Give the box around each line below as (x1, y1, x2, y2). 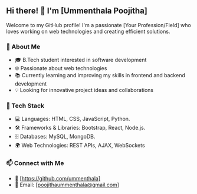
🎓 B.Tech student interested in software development (14, 57, 147, 64)
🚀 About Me (6, 42, 41, 51)
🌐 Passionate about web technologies (14, 65, 107, 72)
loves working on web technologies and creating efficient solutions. (6, 28, 170, 35)
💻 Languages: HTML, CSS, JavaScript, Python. (14, 116, 130, 123)
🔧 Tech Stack (6, 101, 45, 110)
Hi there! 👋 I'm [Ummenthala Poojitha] (6, 6, 147, 16)
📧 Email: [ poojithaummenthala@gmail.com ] (14, 181, 120, 188)
